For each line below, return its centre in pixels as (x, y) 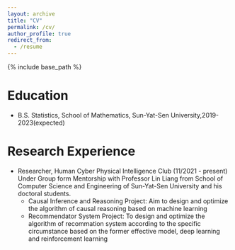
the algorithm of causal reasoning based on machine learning (117, 208)
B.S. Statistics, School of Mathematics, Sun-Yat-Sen (93, 115)
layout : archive (31, 14)
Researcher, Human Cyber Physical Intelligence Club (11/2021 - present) (122, 171)
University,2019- (195, 115)
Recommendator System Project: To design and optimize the (116, 216)
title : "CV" (25, 21)
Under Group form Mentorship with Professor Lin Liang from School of (120, 178)
